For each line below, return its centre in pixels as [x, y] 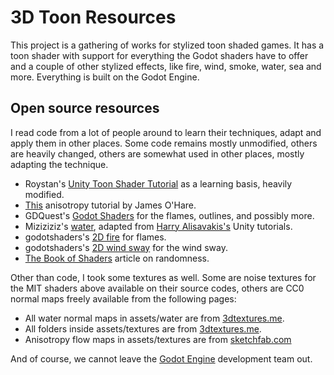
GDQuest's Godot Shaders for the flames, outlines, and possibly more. [169, 215]
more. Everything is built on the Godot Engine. [105, 77]
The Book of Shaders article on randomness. [117, 258]
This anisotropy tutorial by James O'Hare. [110, 205]
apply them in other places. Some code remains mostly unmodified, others [164, 143]
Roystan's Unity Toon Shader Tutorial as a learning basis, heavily [158, 183]
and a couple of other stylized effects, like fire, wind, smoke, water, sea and [166, 66]
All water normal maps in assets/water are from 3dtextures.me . [154, 318]
